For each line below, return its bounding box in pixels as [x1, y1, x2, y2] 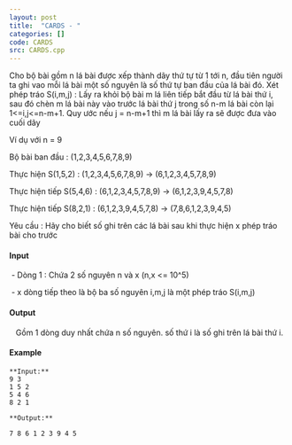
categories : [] [9, 29, 65, 38]
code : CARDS [9, 37, 53, 47]
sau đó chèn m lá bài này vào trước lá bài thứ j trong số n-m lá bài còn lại [9, 98, 274, 109]
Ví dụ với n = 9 [9, 135, 63, 145]
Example [9, 347, 42, 358]
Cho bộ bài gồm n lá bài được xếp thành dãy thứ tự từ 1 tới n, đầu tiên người [9, 70, 283, 81]
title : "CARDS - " [9, 21, 81, 30]
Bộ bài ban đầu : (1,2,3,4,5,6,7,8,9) [9, 152, 133, 162]
